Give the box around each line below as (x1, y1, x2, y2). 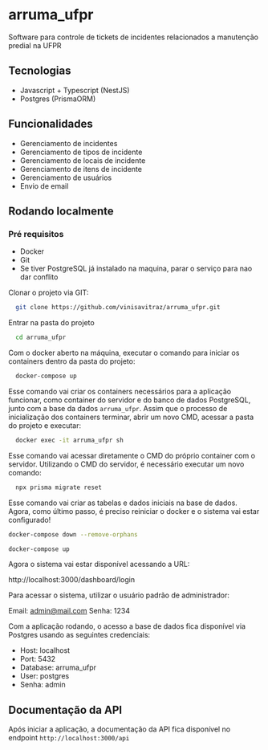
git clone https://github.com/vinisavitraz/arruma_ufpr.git (15, 304, 221, 312)
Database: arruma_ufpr (19, 662, 97, 672)
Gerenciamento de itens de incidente (19, 164, 143, 173)
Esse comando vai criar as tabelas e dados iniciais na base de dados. (8, 498, 238, 507)
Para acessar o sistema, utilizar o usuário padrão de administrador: (8, 590, 230, 600)
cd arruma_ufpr (15, 333, 67, 342)
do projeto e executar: (8, 420, 82, 430)
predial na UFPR (8, 40, 62, 50)
